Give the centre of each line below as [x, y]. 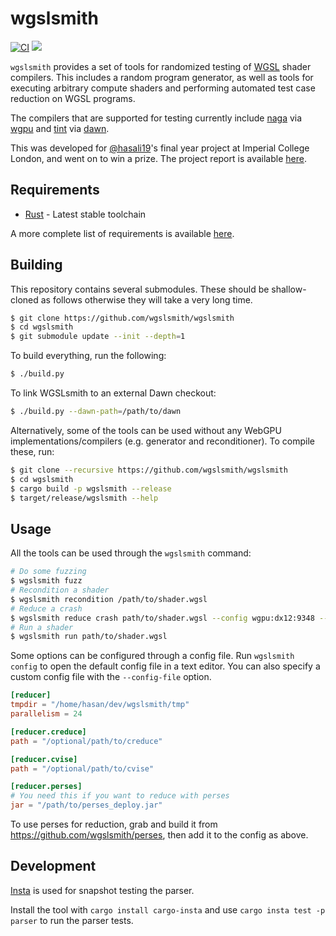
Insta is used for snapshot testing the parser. [102, 890]
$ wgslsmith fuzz [46, 581]
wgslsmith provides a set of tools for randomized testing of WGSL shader [161, 66]
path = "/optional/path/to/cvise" [82, 768]
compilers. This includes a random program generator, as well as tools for [162, 77]
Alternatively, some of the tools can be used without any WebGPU [146, 430]
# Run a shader [42, 627]
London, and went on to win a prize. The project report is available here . [158, 158]
